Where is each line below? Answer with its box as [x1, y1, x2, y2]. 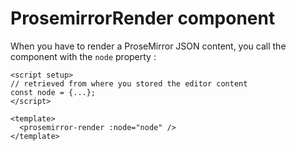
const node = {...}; [10, 87, 97, 97]
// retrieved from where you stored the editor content [10, 78, 248, 89]
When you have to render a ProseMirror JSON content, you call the [10, 40, 287, 52]
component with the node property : [10, 50, 157, 62]
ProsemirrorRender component [10, 7, 276, 30]
